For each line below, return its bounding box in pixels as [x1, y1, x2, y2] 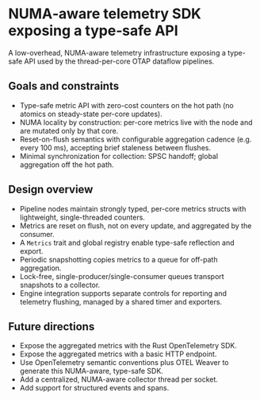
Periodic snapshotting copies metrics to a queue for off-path [19, 254, 218, 264]
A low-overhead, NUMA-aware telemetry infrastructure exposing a [8, 48, 226, 57]
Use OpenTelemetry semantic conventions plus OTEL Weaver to [19, 358, 229, 367]
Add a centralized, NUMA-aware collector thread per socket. [19, 375, 218, 384]
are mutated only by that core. [19, 126, 119, 135]
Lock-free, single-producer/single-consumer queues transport [19, 271, 224, 281]
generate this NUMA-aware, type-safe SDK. [19, 367, 164, 376]
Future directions [8, 320, 95, 333]
